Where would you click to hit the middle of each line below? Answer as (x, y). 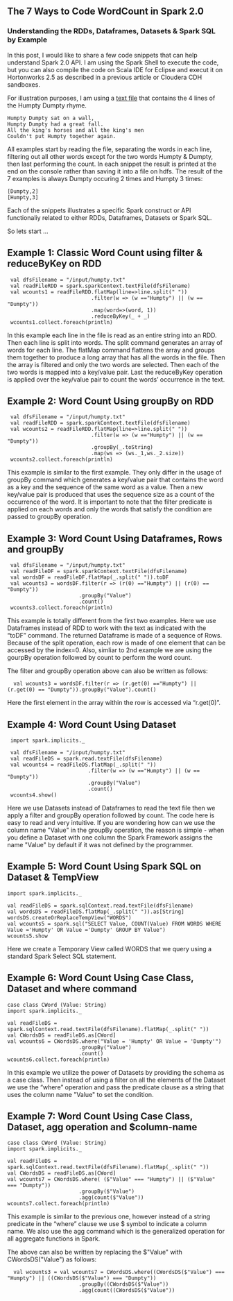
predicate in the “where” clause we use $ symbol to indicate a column (107, 1224)
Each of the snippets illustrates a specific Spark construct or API (99, 210)
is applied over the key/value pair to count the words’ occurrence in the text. (116, 379)
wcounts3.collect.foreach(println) (61, 608)
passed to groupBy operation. (50, 517)
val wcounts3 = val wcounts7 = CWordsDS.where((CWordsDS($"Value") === (119, 1273)
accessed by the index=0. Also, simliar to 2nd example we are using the (110, 650)
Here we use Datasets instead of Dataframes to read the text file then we (111, 808)
